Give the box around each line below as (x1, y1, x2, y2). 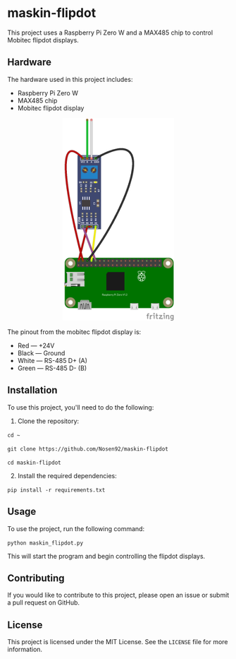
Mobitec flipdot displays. (7, 35, 79, 44)
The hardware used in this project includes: (7, 75, 133, 83)
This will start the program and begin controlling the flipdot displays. (7, 552, 206, 560)
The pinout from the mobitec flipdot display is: (7, 327, 142, 336)
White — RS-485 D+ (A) (17, 356, 88, 364)
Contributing (7, 572, 65, 584)
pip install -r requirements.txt (7, 486, 106, 494)
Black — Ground (17, 348, 66, 357)
